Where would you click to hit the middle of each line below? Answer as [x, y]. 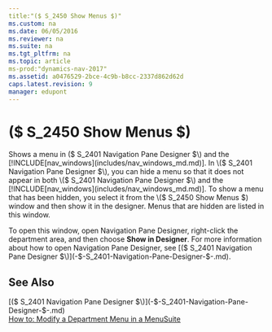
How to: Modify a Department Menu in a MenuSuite [94, 319]
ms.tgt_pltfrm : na [39, 54]
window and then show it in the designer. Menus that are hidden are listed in [136, 206]
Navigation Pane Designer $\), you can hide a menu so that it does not [126, 172]
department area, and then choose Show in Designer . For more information [135, 239]
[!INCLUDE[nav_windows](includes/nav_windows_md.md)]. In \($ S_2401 [130, 163]
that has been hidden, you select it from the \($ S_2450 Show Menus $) [128, 198]
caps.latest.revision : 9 [50, 84]
